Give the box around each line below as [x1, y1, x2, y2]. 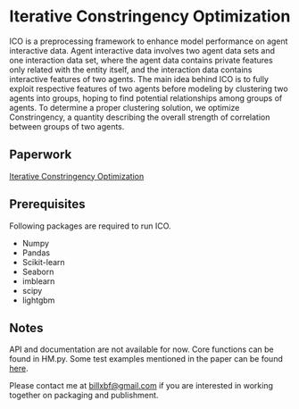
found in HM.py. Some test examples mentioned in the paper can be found [9, 354, 283, 364]
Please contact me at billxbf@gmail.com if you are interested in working [9, 380, 274, 391]
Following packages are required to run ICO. [9, 221, 171, 231]
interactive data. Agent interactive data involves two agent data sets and [9, 45, 275, 55]
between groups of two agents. [9, 121, 125, 131]
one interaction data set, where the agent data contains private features [9, 54, 274, 65]
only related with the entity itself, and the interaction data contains [9, 64, 253, 75]
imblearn [21, 275, 55, 287]
